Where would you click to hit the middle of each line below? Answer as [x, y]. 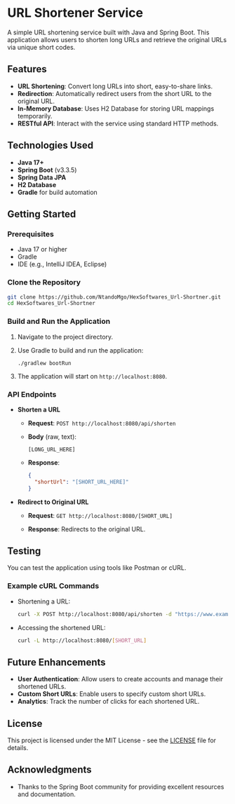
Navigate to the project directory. [65, 336]
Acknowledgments [50, 770]
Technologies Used [50, 145]
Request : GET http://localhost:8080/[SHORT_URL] [100, 515]
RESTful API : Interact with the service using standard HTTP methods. [118, 123]
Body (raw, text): [52, 437]
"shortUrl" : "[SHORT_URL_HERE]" [81, 482]
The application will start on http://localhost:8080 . [92, 376]
